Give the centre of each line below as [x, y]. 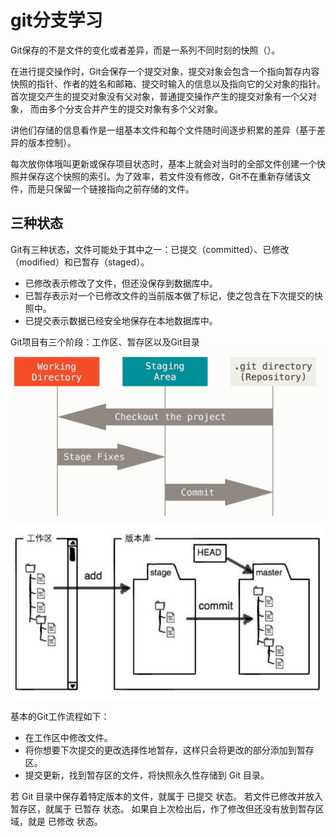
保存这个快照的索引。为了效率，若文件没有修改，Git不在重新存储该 [165, 176]
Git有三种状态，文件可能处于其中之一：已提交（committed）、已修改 [150, 249]
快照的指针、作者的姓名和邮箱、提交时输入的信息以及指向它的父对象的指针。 [168, 83]
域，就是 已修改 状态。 [56, 822]
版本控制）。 [52, 142]
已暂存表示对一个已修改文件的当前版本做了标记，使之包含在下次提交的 [169, 295]
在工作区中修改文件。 [68, 738]
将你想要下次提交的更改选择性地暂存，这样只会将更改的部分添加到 [160, 750]
